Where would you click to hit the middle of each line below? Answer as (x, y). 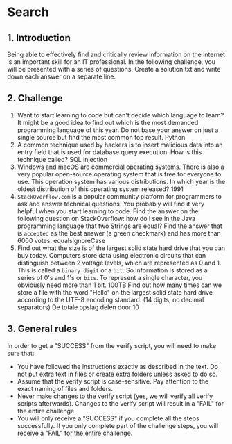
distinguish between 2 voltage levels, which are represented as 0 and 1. (119, 263)
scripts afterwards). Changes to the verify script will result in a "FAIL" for (120, 403)
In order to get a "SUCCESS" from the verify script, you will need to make (112, 345)
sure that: (21, 353)
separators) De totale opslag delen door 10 (78, 307)
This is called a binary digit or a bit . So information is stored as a (112, 270)
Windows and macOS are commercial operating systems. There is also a (121, 167)
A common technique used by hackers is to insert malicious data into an (120, 145)
